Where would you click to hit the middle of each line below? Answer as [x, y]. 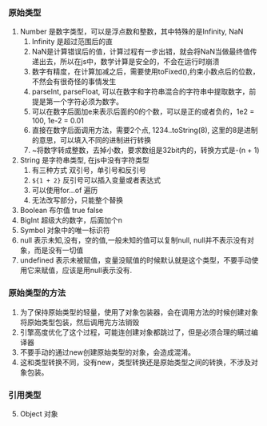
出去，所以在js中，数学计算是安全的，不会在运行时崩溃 [129, 62]
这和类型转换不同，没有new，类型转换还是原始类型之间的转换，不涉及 [135, 362]
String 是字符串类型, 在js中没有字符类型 [84, 160]
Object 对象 [39, 413]
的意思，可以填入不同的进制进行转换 [92, 140]
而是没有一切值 [59, 251]
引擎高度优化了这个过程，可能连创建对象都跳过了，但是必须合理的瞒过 [135, 332]
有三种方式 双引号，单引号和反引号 [89, 171]
